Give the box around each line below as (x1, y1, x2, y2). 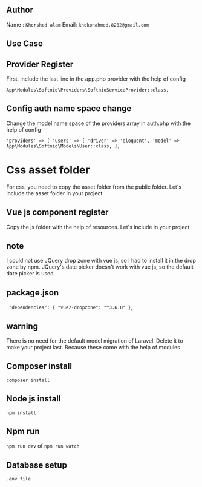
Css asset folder (6, 163, 90, 177)
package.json (6, 287, 59, 298)
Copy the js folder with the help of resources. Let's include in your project (6, 223, 190, 230)
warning (6, 321, 38, 331)
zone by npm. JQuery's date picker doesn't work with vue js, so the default (6, 263, 194, 270)
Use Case (6, 39, 44, 49)
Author (6, 5, 33, 15)
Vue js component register (6, 207, 109, 218)
